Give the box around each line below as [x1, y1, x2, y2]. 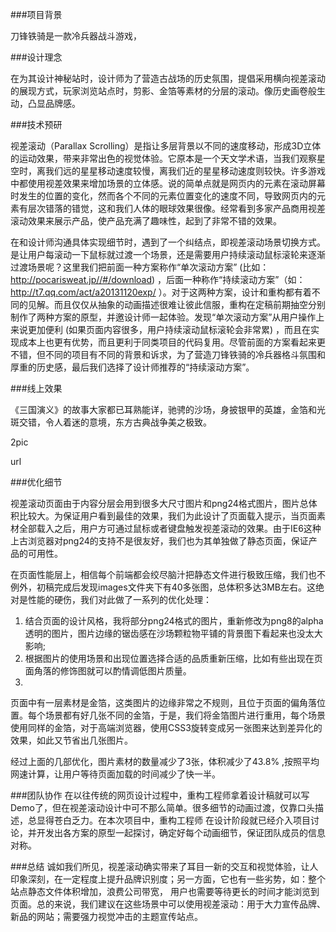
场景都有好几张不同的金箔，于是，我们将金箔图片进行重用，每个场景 [44, 709, 326, 721]
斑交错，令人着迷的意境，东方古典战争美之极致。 [10, 416, 212, 428]
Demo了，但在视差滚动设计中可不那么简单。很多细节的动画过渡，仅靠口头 [10, 802, 315, 813]
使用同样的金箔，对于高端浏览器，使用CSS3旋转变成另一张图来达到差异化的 [10, 722, 323, 733]
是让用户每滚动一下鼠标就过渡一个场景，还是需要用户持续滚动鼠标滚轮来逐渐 [10, 249, 326, 260]
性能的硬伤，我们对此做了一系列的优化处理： [27, 594, 212, 605]
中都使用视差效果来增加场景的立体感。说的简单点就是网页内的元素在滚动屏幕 [10, 178, 326, 189]
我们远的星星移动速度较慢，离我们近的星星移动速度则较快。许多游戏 [44, 165, 326, 177]
